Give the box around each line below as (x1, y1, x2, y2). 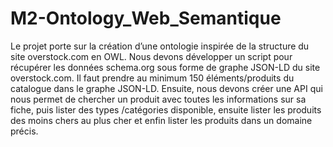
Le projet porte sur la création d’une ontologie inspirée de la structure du (10, 40, 310, 52)
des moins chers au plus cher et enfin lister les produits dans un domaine (10, 114, 313, 126)
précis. (10, 125, 39, 137)
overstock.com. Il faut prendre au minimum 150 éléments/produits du (10, 72, 295, 84)
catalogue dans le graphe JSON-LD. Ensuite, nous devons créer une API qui (10, 82, 323, 94)
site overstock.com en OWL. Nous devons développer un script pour (10, 50, 293, 62)
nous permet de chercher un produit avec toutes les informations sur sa (10, 93, 307, 105)
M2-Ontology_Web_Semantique (10, 7, 282, 30)
